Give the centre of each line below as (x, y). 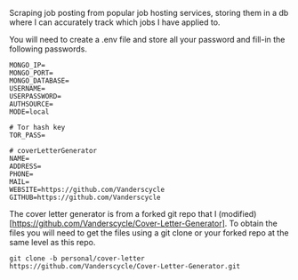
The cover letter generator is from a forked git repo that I (113, 214)
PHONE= (21, 174)
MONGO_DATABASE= (39, 81)
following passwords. (48, 49)
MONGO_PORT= (31, 73)
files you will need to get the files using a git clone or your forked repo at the (149, 233)
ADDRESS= (25, 166)
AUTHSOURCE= (31, 104)
